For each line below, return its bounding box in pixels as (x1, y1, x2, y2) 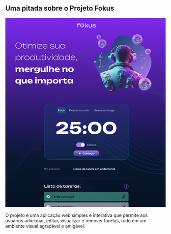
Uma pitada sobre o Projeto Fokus (5, 4, 115, 13)
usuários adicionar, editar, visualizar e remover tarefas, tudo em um (5, 218, 147, 224)
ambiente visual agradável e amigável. (5, 223, 85, 229)
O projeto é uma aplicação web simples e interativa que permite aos (5, 212, 148, 218)
